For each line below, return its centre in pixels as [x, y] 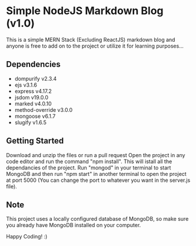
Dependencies [33, 64]
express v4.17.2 [33, 91]
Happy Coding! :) [27, 237]
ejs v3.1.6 [26, 85]
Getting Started [35, 141]
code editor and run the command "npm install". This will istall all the [89, 161]
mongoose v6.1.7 [35, 116]
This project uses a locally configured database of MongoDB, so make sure [97, 219]
